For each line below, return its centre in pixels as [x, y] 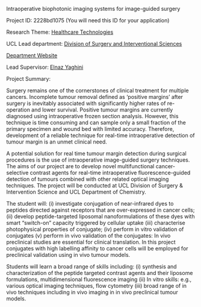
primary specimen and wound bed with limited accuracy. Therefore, [90, 129]
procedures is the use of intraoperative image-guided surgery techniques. [98, 160]
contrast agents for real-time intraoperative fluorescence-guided [110, 172]
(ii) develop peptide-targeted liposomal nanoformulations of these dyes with [100, 216]
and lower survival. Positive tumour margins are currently [102, 110]
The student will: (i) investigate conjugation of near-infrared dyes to [90, 204]
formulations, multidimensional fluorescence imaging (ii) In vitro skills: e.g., [99, 279]
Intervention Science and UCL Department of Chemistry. [76, 192]
